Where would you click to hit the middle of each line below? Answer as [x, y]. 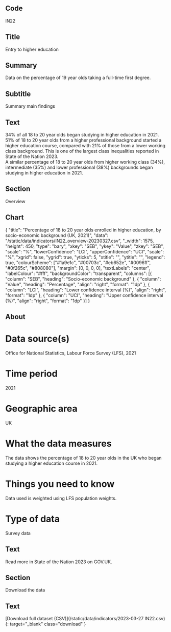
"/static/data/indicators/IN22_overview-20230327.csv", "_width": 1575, [80, 241]
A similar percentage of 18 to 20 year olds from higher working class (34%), [85, 162]
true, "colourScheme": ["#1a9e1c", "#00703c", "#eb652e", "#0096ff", [78, 262]
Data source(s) [38, 339]
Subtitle [18, 94]
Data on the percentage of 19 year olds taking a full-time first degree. [78, 78]
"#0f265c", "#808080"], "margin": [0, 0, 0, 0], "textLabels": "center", [78, 268]
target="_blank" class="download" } [48, 624]
